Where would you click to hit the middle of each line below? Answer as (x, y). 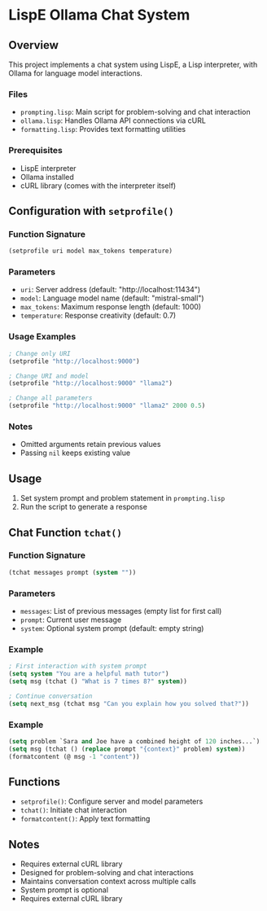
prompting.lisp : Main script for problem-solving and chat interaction (135, 112)
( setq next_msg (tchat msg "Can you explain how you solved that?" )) (129, 703)
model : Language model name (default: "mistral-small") (112, 298)
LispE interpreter (48, 168)
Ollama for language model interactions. (75, 73)
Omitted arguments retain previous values (90, 445)
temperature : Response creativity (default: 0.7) (98, 316)
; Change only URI (39, 353)
